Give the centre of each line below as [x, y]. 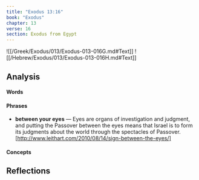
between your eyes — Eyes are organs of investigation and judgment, [103, 119]
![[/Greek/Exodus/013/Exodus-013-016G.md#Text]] [70, 51]
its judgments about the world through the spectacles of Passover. [98, 132]
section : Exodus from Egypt [42, 34]
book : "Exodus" [25, 17]
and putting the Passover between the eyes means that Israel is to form [104, 126]
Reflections [28, 171]
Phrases [17, 105]
